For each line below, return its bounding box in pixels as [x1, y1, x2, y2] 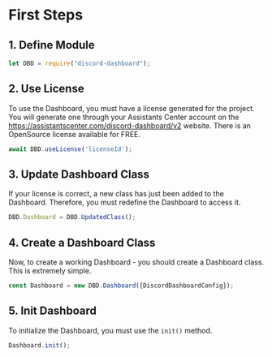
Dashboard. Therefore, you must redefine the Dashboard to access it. [8, 197, 241, 208]
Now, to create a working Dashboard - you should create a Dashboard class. [8, 257, 265, 267]
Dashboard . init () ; [8, 341, 71, 350]
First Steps [8, 6, 84, 24]
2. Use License [8, 82, 84, 96]
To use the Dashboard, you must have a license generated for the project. [8, 103, 255, 113]
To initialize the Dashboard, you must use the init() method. [8, 325, 213, 335]
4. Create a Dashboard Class [8, 235, 156, 249]
